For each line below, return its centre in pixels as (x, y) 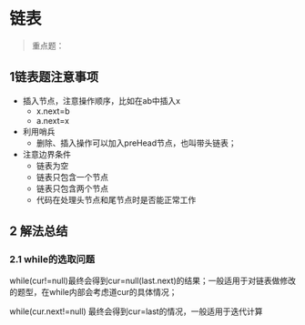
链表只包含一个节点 (72, 177)
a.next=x (53, 120)
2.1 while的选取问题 (52, 259)
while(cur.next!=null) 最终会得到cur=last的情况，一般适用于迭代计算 (136, 311)
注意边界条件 (46, 154)
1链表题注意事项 (54, 77)
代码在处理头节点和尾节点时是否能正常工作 (116, 199)
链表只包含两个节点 (72, 188)
